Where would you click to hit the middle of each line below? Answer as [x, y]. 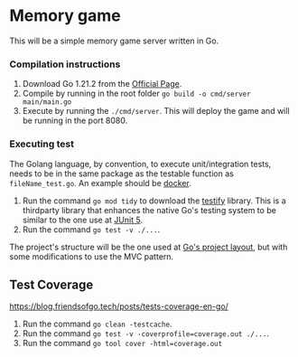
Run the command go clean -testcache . [97, 324]
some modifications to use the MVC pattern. [92, 256]
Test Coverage [51, 284]
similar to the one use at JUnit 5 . [82, 220]
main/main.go [47, 102]
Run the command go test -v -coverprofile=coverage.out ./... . [145, 334]
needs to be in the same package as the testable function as [122, 174]
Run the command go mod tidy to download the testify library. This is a [154, 201]
